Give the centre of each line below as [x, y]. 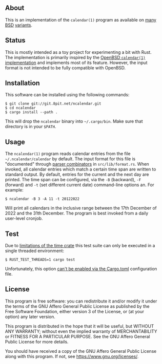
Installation [22, 83]
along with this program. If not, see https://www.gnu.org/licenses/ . [72, 356]
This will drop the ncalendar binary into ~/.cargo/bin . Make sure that [74, 121]
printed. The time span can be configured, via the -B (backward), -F [73, 180]
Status [15, 40]
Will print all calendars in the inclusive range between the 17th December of [81, 208]
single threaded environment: [35, 251]
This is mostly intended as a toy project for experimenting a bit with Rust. [78, 52]
